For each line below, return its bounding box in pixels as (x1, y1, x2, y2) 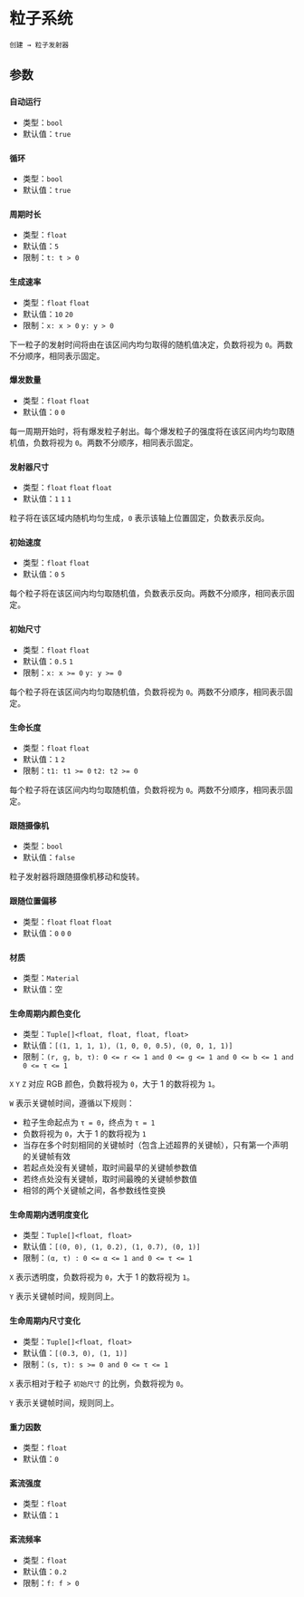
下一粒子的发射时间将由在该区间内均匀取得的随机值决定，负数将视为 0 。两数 (9, 339, 294, 350)
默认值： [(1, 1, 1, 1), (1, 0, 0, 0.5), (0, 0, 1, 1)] (22, 1040, 233, 1051)
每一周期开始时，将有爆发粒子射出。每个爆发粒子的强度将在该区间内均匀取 (9, 425, 287, 436)
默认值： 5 (22, 241, 59, 252)
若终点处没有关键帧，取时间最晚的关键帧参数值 (22, 1174, 197, 1185)
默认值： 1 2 (22, 754, 66, 764)
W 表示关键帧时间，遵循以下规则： (9, 1098, 136, 1108)
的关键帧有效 (22, 1151, 71, 1162)
